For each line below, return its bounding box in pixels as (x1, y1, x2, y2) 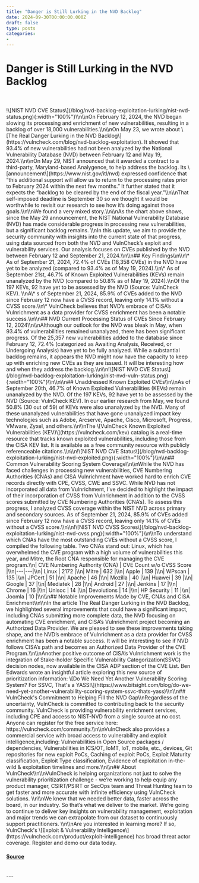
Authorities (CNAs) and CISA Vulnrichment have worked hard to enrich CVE (6, 473, 191, 480)
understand (163, 529, 192, 537)
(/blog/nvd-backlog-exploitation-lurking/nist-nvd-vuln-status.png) (6, 372, 169, 379)
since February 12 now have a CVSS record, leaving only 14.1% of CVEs (6, 517, 181, 524)
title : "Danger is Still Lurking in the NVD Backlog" (6, 8, 143, 15)
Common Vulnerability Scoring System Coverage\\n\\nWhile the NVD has (6, 460, 184, 467)
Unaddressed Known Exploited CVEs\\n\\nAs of (75, 378, 191, 385)
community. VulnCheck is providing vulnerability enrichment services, (6, 707, 178, 714)
